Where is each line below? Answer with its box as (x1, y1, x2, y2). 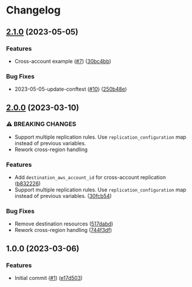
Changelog (6, 4, 61, 17)
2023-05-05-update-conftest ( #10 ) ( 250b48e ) (14, 86, 127, 93)
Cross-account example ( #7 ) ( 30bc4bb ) (14, 57, 111, 64)
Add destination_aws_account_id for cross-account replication (14, 174, 166, 181)
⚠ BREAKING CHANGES (6, 120, 77, 128)
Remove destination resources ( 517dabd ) (14, 220, 114, 227)
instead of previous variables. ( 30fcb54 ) (14, 193, 112, 200)
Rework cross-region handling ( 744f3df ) (14, 227, 112, 234)
